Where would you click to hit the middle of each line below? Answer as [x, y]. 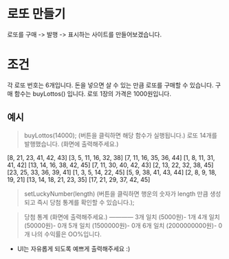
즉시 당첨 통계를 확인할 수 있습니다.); [86, 202]
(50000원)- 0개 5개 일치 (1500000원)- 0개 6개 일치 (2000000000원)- [120, 225]
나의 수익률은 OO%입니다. [66, 234]
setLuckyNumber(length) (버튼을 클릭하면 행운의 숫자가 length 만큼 [116, 194]
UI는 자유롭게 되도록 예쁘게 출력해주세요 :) [74, 249]
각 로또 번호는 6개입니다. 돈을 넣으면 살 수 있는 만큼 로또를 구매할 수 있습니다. [111, 85]
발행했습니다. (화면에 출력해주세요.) [71, 144]
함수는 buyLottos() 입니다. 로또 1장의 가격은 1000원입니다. [93, 93]
